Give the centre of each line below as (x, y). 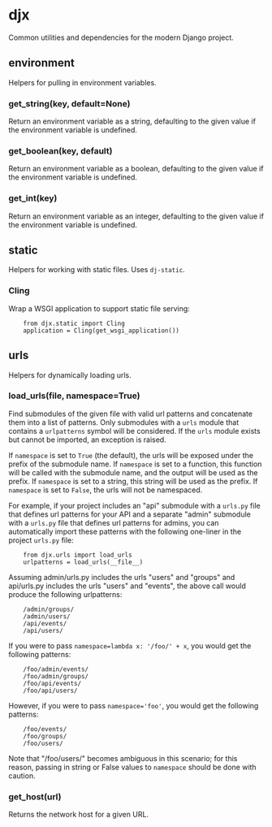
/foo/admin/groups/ (56, 676)
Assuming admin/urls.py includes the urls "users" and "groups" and (122, 577)
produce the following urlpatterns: (65, 594)
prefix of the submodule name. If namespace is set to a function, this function (135, 464)
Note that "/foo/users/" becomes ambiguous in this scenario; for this (123, 758)
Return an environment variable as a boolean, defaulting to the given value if (136, 169)
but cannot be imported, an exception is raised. (87, 439)
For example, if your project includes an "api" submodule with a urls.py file (135, 505)
